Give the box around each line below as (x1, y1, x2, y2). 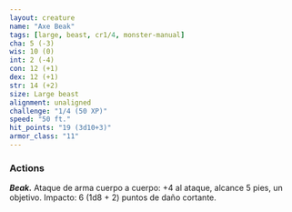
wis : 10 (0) (9, 47, 55, 56)
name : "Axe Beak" (9, 22, 76, 31)
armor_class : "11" (9, 132, 79, 141)
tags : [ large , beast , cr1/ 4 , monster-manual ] (9, 30, 185, 39)
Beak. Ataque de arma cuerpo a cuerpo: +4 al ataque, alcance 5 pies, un (9, 183, 284, 194)
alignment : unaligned (9, 97, 92, 107)
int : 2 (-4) (9, 56, 55, 65)
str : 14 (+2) (9, 81, 59, 90)
